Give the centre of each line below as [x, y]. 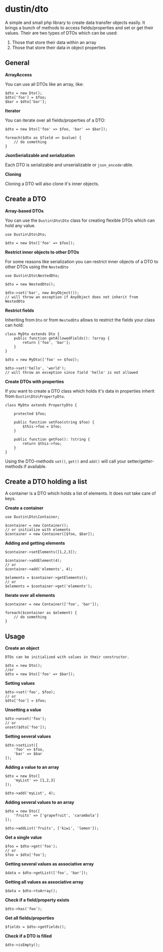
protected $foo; [30, 414]
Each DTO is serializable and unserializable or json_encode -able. [69, 165]
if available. [35, 466]
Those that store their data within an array [54, 42]
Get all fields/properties [30, 918]
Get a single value [24, 837]
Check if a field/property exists [37, 900]
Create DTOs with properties [35, 381]
